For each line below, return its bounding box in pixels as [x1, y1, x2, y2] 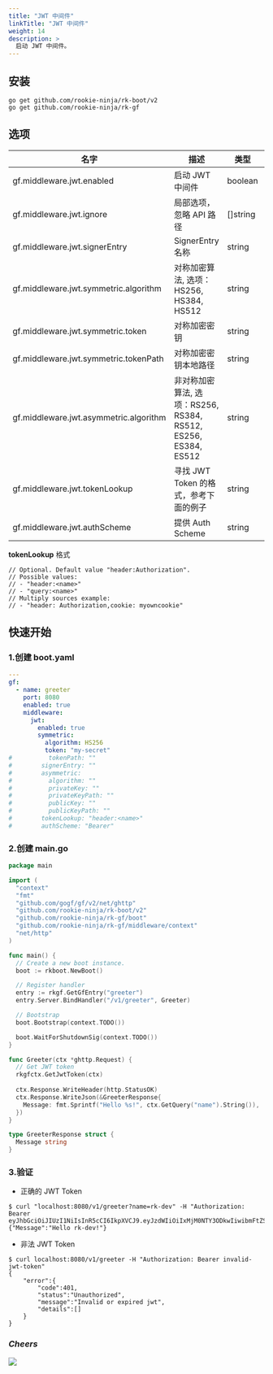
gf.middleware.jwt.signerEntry [12, 241, 128, 252]
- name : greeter [15, 686, 71, 694]
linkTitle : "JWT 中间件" [8, 20, 89, 28]
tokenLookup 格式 [8, 550, 71, 559]
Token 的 [173, 477, 209, 489]
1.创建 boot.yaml [8, 652, 75, 663]
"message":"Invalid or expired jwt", [37, 1298, 165, 1307]
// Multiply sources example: [8, 594, 111, 602]
